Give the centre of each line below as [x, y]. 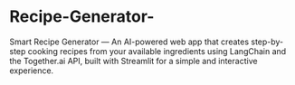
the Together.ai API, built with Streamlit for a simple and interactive [133, 61]
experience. [32, 71]
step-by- [267, 42]
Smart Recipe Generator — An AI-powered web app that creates [129, 42]
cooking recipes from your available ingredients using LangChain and [157, 51]
